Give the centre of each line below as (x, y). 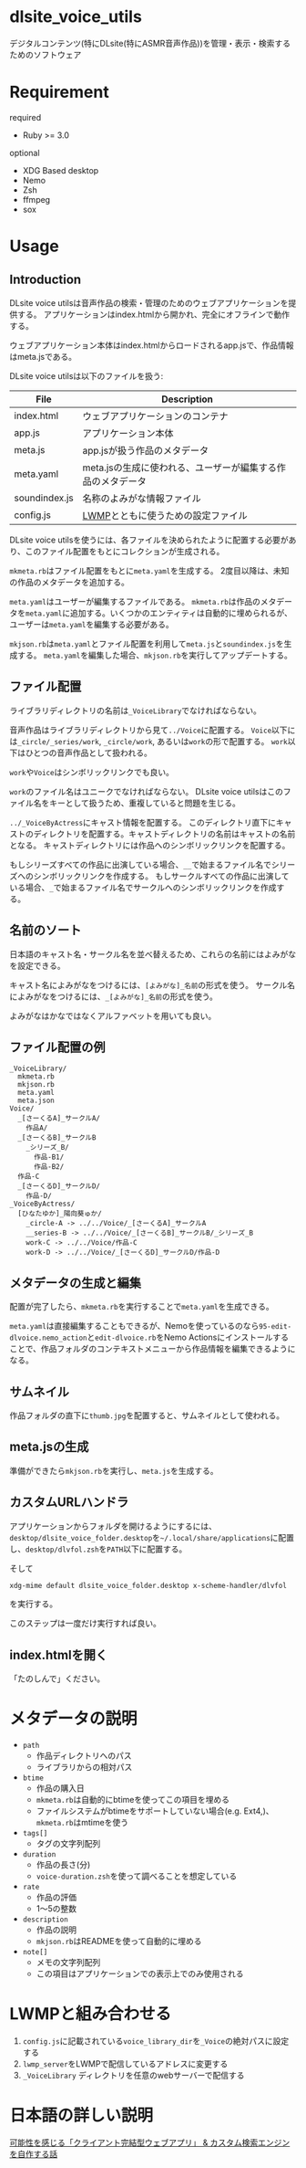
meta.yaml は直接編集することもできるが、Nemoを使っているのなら (134, 1326)
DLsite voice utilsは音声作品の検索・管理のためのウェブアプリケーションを (149, 302)
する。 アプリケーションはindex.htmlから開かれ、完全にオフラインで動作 (153, 314)
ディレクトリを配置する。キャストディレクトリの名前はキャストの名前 (164, 834)
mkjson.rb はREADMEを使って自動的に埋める (119, 1942)
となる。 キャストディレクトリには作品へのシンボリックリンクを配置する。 (150, 845)
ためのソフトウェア (46, 54)
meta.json (36, 1101)
